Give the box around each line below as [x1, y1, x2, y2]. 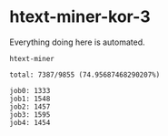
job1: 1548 [9, 94, 51, 103]
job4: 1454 [9, 118, 51, 127]
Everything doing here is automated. [9, 37, 145, 47]
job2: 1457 [9, 102, 51, 111]
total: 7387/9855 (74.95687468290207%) [9, 70, 161, 79]
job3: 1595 [9, 110, 51, 120]
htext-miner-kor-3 [9, 6, 151, 27]
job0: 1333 [9, 86, 51, 95]
